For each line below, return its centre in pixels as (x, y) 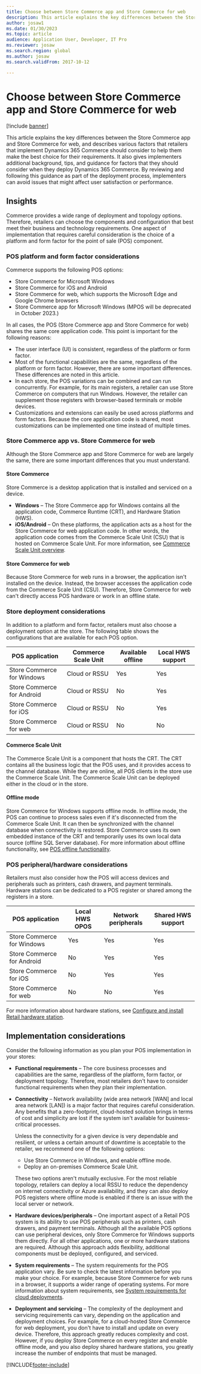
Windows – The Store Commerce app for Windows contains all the (97, 505)
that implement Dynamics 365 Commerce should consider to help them (94, 150)
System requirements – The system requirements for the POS (92, 1266)
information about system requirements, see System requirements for (100, 1291)
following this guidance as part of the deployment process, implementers (96, 176)
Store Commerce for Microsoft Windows (65, 281)
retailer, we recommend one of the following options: (80, 1149)
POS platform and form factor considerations (73, 256)
